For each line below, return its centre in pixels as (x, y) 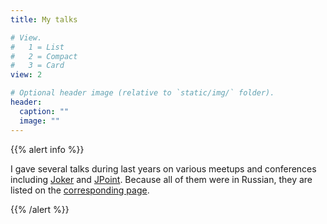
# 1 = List (37, 47)
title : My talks (44, 19)
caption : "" (44, 111)
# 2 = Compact (44, 56)
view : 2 (26, 75)
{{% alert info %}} (47, 149)
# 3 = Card (37, 66)
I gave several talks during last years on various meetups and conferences (163, 168)
